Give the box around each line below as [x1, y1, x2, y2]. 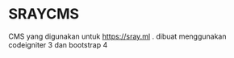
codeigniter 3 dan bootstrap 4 [8, 39, 108, 49]
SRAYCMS [8, 5, 79, 23]
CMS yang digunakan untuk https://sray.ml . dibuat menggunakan [8, 31, 227, 41]
